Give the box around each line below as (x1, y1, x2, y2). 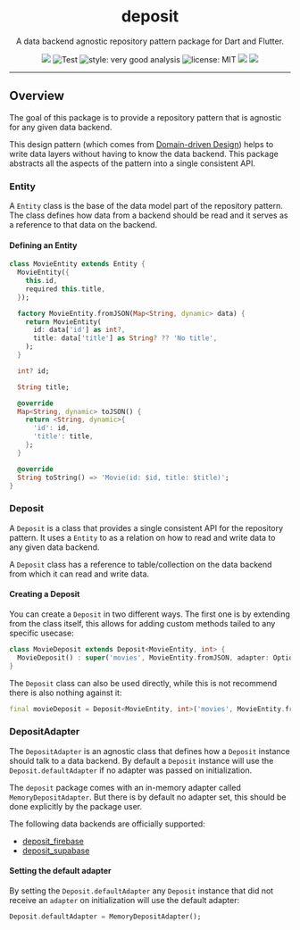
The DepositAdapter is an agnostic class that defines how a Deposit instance (9, 745, 290, 756)
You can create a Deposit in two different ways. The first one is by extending (9, 609, 290, 619)
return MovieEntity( (25, 317, 102, 327)
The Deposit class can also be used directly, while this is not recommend (9, 677, 278, 688)
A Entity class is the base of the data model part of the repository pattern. (9, 201, 283, 212)
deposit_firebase (21, 835, 85, 846)
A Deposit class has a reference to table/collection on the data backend (9, 559, 272, 569)
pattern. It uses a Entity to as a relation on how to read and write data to (9, 532, 276, 543)
